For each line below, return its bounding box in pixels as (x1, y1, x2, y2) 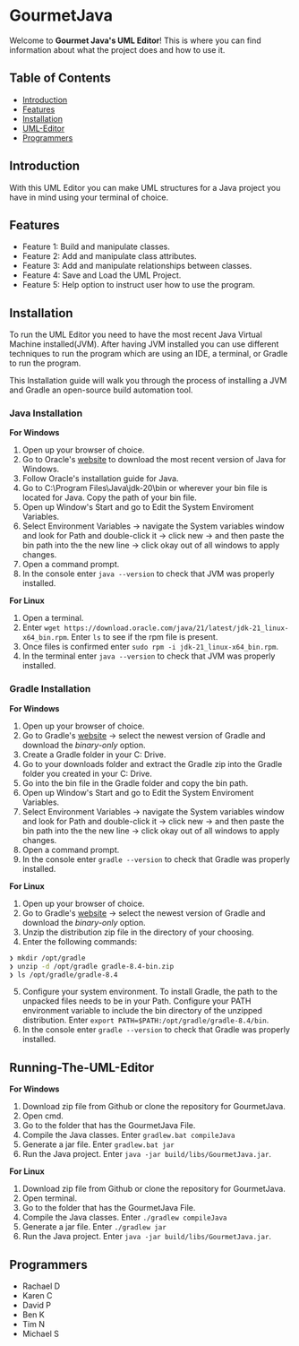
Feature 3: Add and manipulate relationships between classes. (21, 261, 252, 272)
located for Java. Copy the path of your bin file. (21, 492, 197, 503)
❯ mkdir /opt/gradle (9, 953, 87, 962)
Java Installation (9, 407, 83, 419)
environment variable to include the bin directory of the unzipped (21, 1005, 262, 1016)
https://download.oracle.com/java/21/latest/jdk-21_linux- (64, 624, 289, 633)
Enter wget (21, 622, 61, 633)
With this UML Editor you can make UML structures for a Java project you (9, 182, 281, 193)
